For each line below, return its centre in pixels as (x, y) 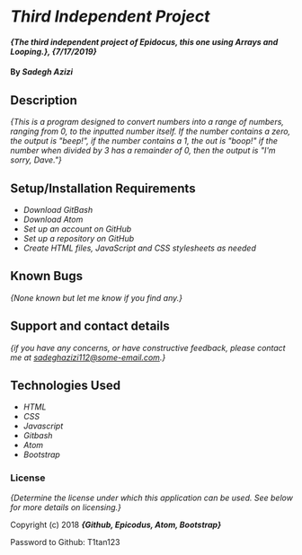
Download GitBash (58, 210)
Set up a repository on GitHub (79, 238)
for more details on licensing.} (66, 507)
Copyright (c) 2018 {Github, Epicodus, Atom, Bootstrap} (116, 524)
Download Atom (53, 219)
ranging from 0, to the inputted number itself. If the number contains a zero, (151, 131)
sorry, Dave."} (36, 160)
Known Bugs (47, 276)
